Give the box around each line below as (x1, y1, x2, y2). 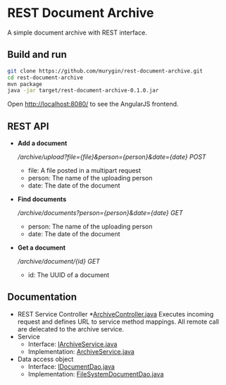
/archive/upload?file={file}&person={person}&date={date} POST (17, 153, 206, 161)
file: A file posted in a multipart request (27, 166, 142, 175)
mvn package (7, 80, 42, 87)
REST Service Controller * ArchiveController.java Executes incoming (17, 310, 214, 318)
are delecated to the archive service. (17, 324, 125, 333)
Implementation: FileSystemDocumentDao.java (27, 369, 164, 378)
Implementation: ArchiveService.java (27, 347, 135, 355)
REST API (7, 120, 49, 132)
